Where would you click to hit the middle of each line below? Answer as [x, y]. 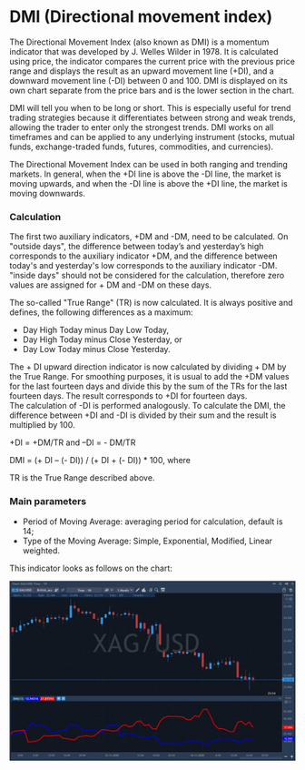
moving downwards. [48, 193]
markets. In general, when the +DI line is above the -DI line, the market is [145, 174]
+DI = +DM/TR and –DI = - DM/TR [73, 442]
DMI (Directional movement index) [141, 17]
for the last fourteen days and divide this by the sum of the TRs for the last [148, 386]
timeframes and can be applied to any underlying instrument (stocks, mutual [152, 137]
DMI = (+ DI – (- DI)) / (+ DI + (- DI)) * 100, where [100, 461]
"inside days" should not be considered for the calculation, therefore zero [147, 276]
